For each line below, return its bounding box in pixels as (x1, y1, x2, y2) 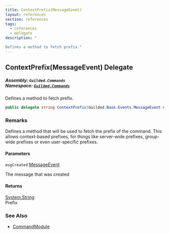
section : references (5, 17, 49, 22)
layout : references (5, 12, 46, 17)
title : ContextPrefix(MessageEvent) (5, 7, 82, 13)
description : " (5, 36, 37, 41)
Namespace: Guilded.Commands (5, 83, 70, 89)
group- (145, 134, 160, 140)
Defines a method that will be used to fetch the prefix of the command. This (5, 128, 162, 134)
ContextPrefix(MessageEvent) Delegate (5, 63, 133, 72)
